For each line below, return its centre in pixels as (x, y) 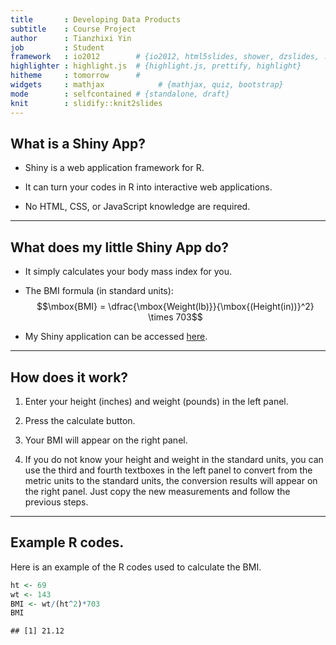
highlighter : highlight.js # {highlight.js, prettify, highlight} (156, 66)
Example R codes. (67, 542)
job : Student (57, 47)
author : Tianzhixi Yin (71, 38)
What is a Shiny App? (78, 143)
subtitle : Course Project (73, 29)
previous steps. (56, 502)
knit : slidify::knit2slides (86, 103)
